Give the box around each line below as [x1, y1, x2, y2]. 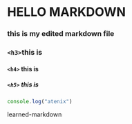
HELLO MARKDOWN [7, 4, 126, 20]
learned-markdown [7, 110, 62, 118]
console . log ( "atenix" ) [7, 98, 73, 105]
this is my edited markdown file [7, 29, 115, 39]
